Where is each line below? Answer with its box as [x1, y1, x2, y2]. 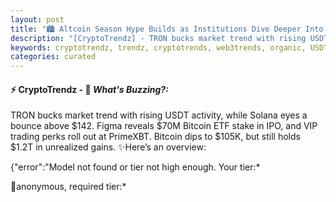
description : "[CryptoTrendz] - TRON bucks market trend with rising [10, 33, 307, 43]
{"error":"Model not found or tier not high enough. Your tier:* [10, 161, 261, 173]
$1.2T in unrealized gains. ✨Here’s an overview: [10, 141, 207, 153]
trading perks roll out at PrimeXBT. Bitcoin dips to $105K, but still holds [10, 131, 301, 143]
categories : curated [10, 52, 97, 62]
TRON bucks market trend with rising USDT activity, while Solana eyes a [10, 109, 308, 121]
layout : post [10, 14, 65, 25]
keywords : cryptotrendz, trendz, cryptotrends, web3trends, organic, [10, 42, 307, 53]
